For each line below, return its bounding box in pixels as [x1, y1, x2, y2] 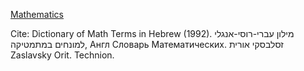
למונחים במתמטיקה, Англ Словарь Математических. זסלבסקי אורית [10, 39, 284, 50]
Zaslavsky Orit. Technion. [10, 49, 115, 61]
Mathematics [10, 9, 65, 20]
